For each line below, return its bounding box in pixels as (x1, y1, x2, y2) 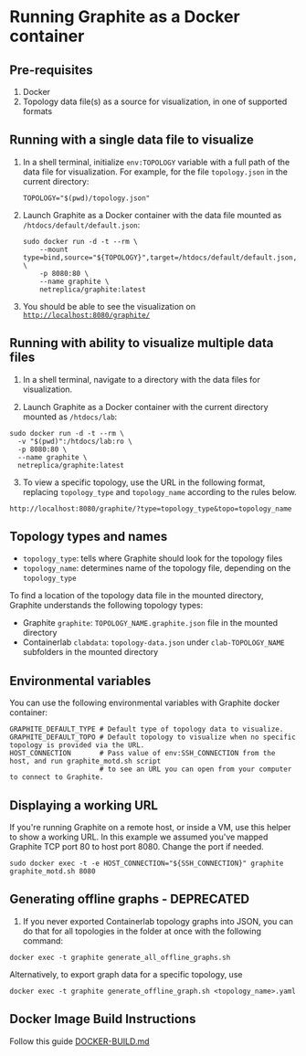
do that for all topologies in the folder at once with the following (22, 925, 262, 936)
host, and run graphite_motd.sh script (9, 756, 162, 766)
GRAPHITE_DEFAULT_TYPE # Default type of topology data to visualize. (9, 724, 284, 734)
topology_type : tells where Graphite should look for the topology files (22, 553, 283, 564)
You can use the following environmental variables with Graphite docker (9, 697, 280, 709)
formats (22, 106, 53, 116)
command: (22, 935, 64, 946)
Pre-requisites (9, 62, 93, 78)
